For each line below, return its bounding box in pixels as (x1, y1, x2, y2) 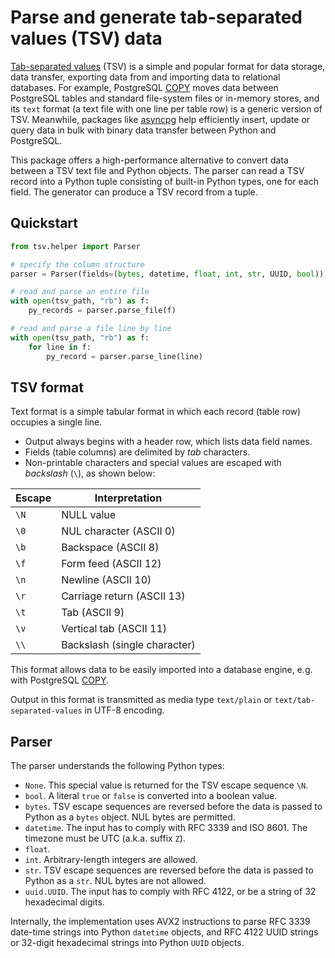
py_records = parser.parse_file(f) (28, 306, 177, 316)
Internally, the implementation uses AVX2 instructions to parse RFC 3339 (10, 916, 311, 928)
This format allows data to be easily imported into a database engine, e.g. (10, 664, 313, 676)
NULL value (61, 508, 117, 522)
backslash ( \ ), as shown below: (24, 467, 156, 480)
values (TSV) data (10, 27, 163, 50)
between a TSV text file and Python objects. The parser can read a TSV (10, 164, 305, 176)
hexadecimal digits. (24, 896, 105, 908)
